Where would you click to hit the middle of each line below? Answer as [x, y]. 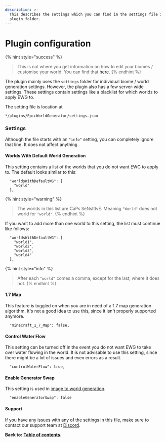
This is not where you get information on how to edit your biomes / [85, 67]
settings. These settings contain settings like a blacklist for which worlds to [82, 92]
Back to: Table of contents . [33, 435]
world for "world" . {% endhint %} [51, 214]
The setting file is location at [34, 107]
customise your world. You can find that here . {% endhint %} [79, 72]
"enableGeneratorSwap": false [41, 398]
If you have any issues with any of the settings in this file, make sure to [77, 420]
